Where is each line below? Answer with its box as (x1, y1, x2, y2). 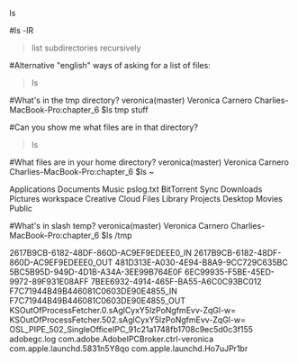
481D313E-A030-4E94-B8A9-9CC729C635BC (114, 257, 288, 268)
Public (9, 203, 33, 213)
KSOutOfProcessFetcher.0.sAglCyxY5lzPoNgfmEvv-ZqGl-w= (9, 305, 237, 315)
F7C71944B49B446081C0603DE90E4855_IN (9, 286, 177, 296)
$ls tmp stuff (101, 104, 149, 115)
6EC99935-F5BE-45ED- (184, 267, 275, 277)
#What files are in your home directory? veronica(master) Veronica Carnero (9, 157, 290, 168)
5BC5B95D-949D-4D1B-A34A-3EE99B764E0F (9, 267, 183, 277)
